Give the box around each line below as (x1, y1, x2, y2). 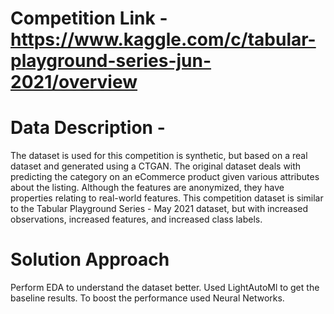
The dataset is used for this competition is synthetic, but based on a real (10, 150, 308, 162)
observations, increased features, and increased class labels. (10, 213, 263, 226)
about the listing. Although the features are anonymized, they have (10, 182, 285, 194)
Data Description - (10, 117, 166, 139)
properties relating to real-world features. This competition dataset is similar (10, 192, 324, 204)
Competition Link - (10, 7, 168, 30)
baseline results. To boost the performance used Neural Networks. (10, 292, 285, 304)
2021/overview (10, 71, 138, 94)
